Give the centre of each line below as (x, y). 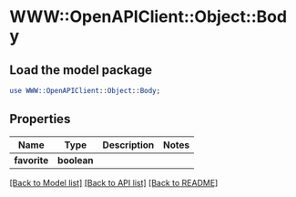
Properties (40, 119)
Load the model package (81, 70)
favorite (31, 160)
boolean (76, 160)
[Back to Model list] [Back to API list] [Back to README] (114, 182)
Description (128, 145)
